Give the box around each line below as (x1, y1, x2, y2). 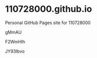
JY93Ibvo (5, 48, 25, 54)
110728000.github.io (5, 3, 93, 15)
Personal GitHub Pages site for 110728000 (5, 20, 91, 26)
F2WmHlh (5, 38, 26, 45)
